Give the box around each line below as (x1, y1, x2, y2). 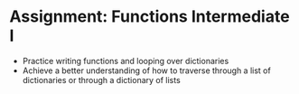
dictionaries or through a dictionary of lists (22, 74, 181, 85)
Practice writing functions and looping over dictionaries (22, 55, 229, 66)
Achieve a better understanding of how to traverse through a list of (22, 65, 271, 76)
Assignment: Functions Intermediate (9, 6, 291, 27)
